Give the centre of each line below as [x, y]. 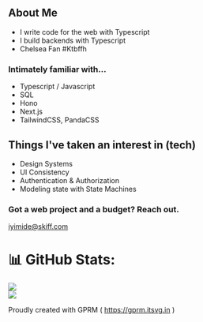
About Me [33, 13]
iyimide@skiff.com [38, 227]
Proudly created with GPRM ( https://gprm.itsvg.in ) [92, 310]
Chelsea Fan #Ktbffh [53, 49]
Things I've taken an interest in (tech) [102, 145]
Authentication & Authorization [70, 180]
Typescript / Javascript [57, 87]
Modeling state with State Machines [78, 189]
